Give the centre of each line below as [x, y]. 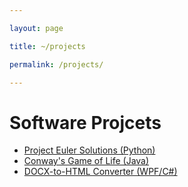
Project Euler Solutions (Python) [89, 150]
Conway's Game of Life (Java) [86, 161]
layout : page [36, 28]
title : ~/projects [47, 46]
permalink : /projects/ [56, 64]
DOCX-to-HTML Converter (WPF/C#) [100, 172]
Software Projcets [85, 122]
